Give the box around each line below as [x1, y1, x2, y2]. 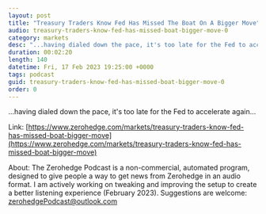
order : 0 [8, 85, 37, 94]
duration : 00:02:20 [8, 48, 73, 56]
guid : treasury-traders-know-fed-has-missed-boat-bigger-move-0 [8, 78, 225, 86]
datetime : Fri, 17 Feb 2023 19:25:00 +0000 [8, 63, 154, 71]
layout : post [8, 11, 51, 20]
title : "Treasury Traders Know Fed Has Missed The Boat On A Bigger [8, 19, 239, 27]
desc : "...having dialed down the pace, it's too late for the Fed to [8, 41, 246, 49]
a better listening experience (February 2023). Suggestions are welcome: [8, 188, 248, 198]
